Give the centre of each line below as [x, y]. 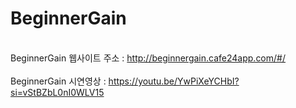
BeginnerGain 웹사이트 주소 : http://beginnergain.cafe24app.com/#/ [148, 58]
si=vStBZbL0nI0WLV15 [57, 92]
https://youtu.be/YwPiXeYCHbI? [174, 81]
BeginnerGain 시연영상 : [58, 81]
